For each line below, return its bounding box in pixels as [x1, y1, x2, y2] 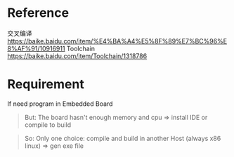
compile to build [24, 121, 72, 129]
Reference [7, 5, 69, 21]
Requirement [7, 76, 84, 93]
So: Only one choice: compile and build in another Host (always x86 [24, 134, 221, 142]
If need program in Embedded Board [7, 100, 113, 108]
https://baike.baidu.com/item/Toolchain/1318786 [7, 51, 148, 60]
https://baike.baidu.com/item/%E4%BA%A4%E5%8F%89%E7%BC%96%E [7, 36, 227, 45]
